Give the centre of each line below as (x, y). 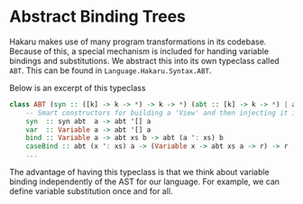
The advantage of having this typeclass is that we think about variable (140, 172)
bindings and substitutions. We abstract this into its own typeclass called (144, 60)
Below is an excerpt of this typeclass (78, 88)
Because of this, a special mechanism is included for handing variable (139, 51)
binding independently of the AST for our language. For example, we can (145, 181)
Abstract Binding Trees (98, 17)
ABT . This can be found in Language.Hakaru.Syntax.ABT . (110, 70)
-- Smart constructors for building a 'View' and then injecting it (157, 113)
